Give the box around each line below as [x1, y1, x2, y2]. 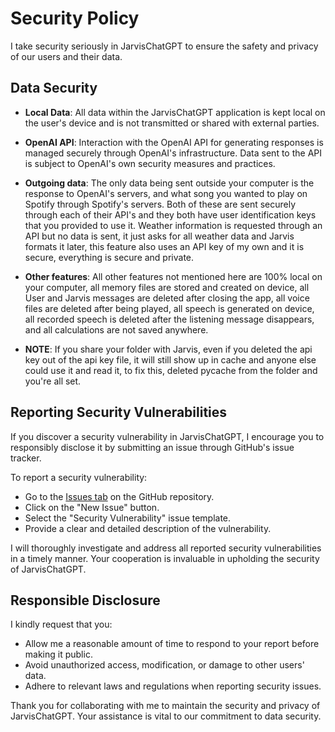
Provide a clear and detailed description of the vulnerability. [24, 522, 272, 534]
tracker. [10, 452, 42, 464]
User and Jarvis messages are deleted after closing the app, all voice [24, 292, 310, 304]
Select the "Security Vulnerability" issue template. [24, 512, 232, 524]
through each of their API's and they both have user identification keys [24, 208, 317, 221]
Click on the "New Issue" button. [24, 501, 160, 513]
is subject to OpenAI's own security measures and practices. [24, 157, 276, 169]
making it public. [24, 648, 93, 661]
